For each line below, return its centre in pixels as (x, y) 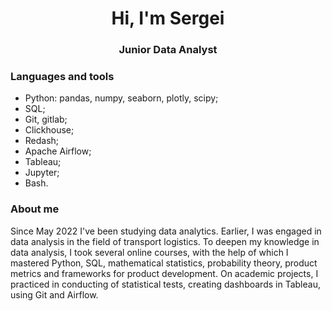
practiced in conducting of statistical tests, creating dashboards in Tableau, (165, 284)
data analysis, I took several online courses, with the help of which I (149, 252)
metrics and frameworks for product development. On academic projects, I (164, 273)
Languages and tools (62, 77)
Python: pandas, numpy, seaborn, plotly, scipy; (121, 98)
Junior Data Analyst (168, 50)
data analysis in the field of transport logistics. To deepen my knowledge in (165, 241)
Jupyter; (42, 173)
